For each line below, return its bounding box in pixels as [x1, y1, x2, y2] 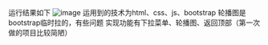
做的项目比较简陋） [8, 28, 72, 37]
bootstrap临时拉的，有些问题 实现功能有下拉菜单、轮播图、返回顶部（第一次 [8, 18, 261, 27]
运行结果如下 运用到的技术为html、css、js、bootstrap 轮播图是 [8, 8, 246, 17]
